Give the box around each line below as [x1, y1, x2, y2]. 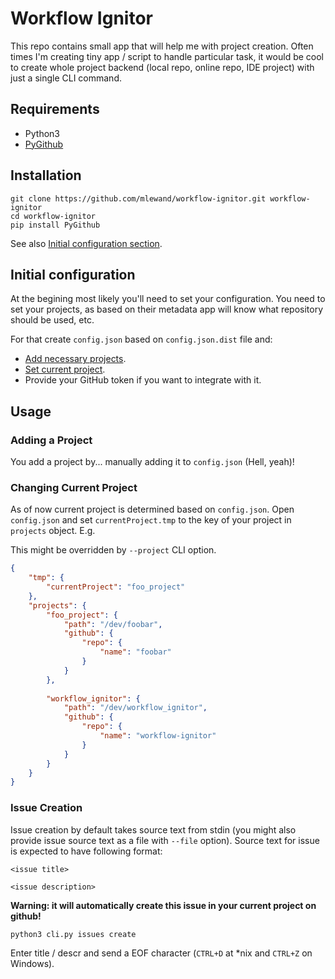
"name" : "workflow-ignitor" [99, 731, 217, 741]
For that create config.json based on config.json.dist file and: [10, 333, 273, 346]
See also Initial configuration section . [10, 237, 163, 249]
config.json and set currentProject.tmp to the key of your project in [10, 514, 292, 526]
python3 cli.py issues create [10, 929, 137, 939]
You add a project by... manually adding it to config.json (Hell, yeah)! [10, 456, 295, 468]
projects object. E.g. [10, 525, 96, 537]
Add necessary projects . [24, 353, 127, 365]
